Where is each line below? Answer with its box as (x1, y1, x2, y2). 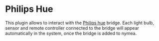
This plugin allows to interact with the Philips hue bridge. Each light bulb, (5, 20, 155, 26)
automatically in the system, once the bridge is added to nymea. (5, 30, 137, 36)
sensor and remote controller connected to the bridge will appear (5, 25, 140, 31)
